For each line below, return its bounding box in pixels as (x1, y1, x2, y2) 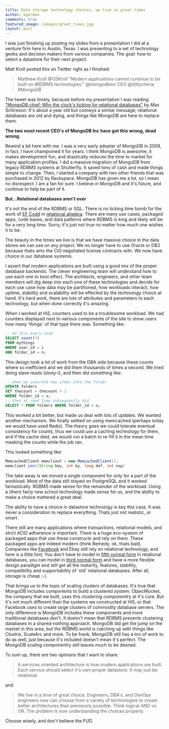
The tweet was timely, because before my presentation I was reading (5, 97, 149, 103)
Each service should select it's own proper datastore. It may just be (17, 667, 158, 673)
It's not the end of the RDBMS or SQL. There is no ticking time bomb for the (5, 206, 162, 212)
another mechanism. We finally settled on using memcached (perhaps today (5, 417, 164, 423)
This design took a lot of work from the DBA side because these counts (5, 359, 154, 365)
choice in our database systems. (5, 253, 73, 259)
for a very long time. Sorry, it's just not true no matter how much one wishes (5, 222, 163, 228)
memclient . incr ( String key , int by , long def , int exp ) (5, 463, 125, 468)
